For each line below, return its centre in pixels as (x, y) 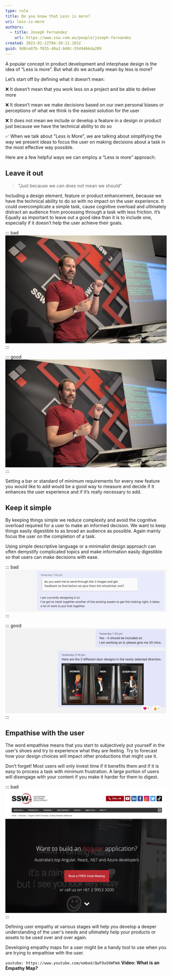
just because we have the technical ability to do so (59, 126)
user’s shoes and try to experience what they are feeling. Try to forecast (81, 751)
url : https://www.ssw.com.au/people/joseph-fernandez (73, 38)
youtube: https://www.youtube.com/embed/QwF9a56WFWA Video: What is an (82, 963)
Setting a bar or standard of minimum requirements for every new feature (83, 481)
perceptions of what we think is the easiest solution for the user (72, 111)
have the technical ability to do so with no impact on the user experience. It (84, 201)
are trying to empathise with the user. (45, 952)
